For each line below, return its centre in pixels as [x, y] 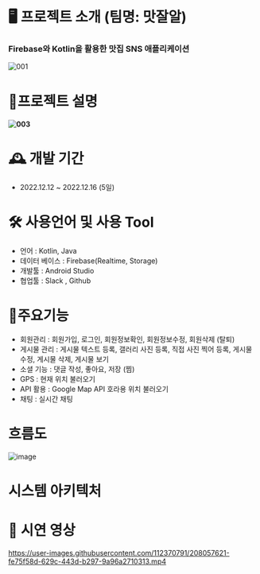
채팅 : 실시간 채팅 [46, 399]
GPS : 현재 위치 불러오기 [57, 379]
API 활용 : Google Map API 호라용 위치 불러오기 [94, 389]
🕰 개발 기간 [46, 159]
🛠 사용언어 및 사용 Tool [81, 222]
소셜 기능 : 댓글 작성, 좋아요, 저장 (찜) [77, 369]
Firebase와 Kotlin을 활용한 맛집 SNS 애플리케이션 [99, 49]
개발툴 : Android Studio [57, 271]
